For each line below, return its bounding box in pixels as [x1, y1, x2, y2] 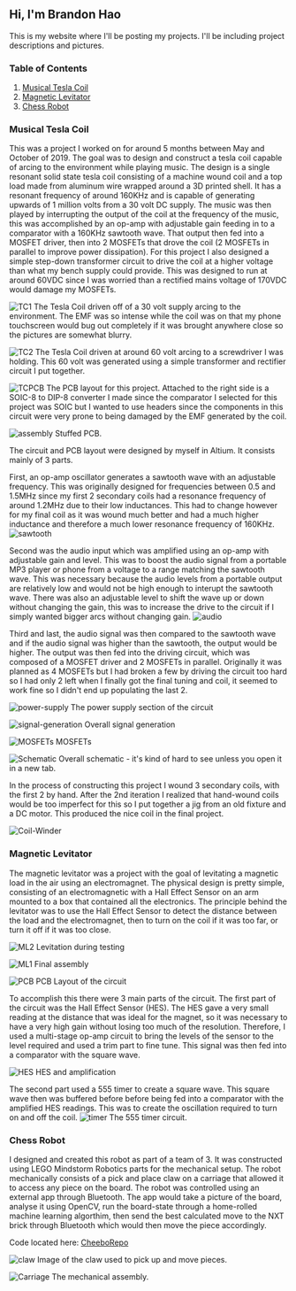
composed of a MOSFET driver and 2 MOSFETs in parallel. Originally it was [9, 657, 283, 668]
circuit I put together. [9, 366, 86, 376]
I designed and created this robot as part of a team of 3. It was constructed [9, 1155, 283, 1164]
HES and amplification [34, 1066, 117, 1077]
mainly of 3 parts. [9, 455, 73, 466]
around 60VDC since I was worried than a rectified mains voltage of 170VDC [9, 274, 287, 286]
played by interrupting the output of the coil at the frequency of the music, [9, 209, 280, 220]
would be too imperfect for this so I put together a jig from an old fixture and [9, 799, 286, 809]
